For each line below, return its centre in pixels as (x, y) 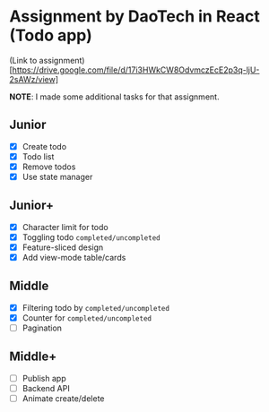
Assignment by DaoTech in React (134, 17)
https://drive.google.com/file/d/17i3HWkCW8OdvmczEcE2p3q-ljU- (136, 70)
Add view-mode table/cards (74, 257)
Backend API (46, 388)
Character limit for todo (65, 227)
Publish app (44, 378)
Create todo (44, 146)
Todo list (38, 156)
